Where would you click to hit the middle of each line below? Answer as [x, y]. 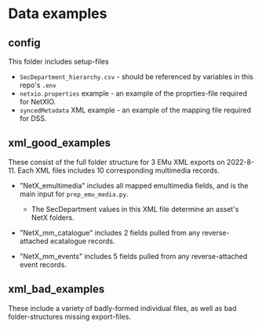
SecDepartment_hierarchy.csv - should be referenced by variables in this [136, 77]
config [24, 43]
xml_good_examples [60, 143]
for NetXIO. [38, 102]
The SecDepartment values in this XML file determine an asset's [135, 209]
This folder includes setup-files [58, 61]
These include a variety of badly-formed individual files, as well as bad [122, 308]
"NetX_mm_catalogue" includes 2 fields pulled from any [110, 232]
